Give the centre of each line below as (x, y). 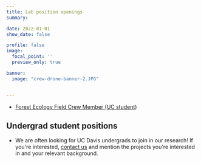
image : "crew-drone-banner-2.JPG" (55, 79)
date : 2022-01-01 (28, 29)
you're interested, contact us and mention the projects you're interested (105, 147)
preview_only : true (36, 62)
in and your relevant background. (56, 153)
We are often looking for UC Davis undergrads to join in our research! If (104, 140)
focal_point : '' (32, 57)
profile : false (26, 45)
